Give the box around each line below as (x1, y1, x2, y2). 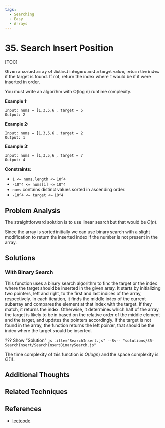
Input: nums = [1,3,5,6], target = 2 (5, 131, 83, 136)
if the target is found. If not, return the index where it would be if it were (5, 74, 151, 80)
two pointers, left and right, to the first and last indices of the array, (5, 290, 142, 296)
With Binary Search (5, 269, 53, 276)
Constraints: (5, 166, 32, 172)
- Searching (9, 12, 35, 17)
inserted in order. (5, 79, 41, 85)
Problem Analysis (5, 206, 61, 214)
